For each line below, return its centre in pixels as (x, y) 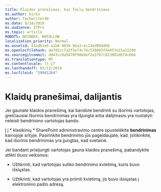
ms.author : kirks (23, 14)
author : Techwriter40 (27, 18)
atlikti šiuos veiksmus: (27, 155)
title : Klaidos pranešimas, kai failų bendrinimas (57, 9)
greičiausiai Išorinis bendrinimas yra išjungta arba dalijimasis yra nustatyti (79, 115)
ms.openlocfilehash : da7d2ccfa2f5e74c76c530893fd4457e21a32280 (71, 50)
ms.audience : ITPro (25, 28)
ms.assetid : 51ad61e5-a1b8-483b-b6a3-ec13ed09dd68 (57, 46)
